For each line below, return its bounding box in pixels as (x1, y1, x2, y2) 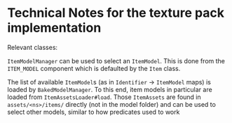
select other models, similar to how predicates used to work (7, 108, 180, 116)
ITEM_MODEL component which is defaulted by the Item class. (7, 64, 181, 72)
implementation (7, 20, 102, 36)
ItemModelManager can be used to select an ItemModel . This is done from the (7, 56, 226, 65)
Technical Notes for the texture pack (7, 5, 224, 21)
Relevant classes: (7, 43, 58, 51)
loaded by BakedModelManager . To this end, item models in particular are (7, 85, 212, 93)
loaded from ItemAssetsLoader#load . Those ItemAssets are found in (7, 93, 201, 101)
